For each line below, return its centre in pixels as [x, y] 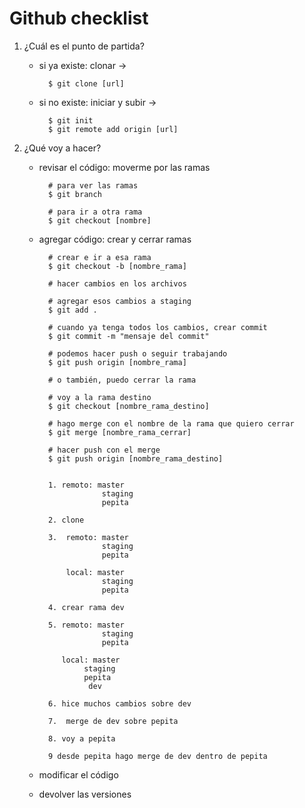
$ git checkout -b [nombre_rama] [117, 266]
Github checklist [79, 18]
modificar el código [78, 774]
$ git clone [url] [86, 83]
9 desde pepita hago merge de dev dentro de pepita [157, 756]
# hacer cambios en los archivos [117, 283]
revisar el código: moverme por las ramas [124, 167]
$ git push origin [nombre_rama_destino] [135, 458]
